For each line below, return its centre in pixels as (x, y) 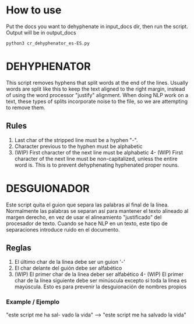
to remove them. (26, 107)
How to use (34, 10)
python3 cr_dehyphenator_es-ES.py (48, 43)
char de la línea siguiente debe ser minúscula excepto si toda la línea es (100, 281)
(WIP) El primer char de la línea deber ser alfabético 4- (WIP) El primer (99, 274)
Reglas (19, 248)
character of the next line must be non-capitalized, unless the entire (96, 158)
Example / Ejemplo (33, 302)
